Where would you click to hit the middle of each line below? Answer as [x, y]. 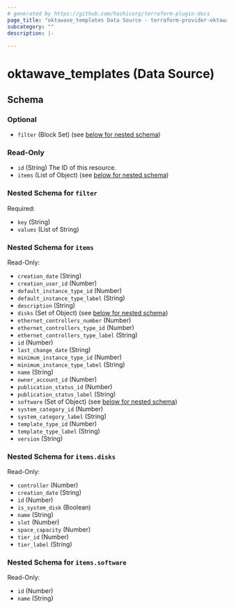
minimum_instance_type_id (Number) [69, 357]
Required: [21, 208]
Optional [22, 119]
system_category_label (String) [62, 416]
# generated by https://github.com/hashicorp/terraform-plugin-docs [109, 14]
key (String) [34, 222]
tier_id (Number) [43, 537]
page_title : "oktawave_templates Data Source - [78, 20]
